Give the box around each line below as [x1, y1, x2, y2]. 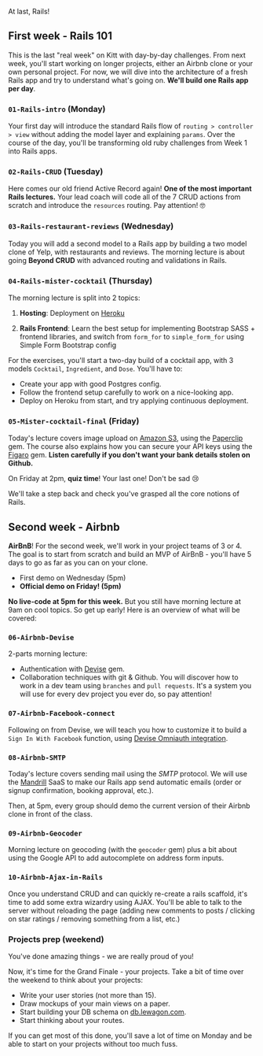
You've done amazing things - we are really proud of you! [8, 951, 194, 961]
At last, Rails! [8, 7, 50, 16]
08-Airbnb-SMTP [8, 753, 67, 762]
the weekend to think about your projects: [8, 975, 144, 984]
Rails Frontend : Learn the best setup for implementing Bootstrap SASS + [19, 324, 255, 333]
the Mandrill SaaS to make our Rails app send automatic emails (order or [8, 777, 242, 787]
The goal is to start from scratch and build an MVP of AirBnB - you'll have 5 [8, 550, 252, 559]
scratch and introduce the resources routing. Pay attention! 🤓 [8, 201, 206, 210]
